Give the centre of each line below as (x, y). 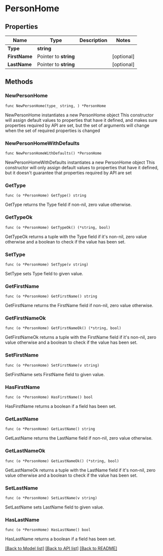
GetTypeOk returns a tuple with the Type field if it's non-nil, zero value (76, 236)
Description (93, 40)
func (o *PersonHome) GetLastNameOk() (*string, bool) (62, 461)
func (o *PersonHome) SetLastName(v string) (51, 498)
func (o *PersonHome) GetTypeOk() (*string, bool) (58, 227)
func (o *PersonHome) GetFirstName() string (51, 296)
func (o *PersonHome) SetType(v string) (47, 265)
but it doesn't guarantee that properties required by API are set (69, 173)
